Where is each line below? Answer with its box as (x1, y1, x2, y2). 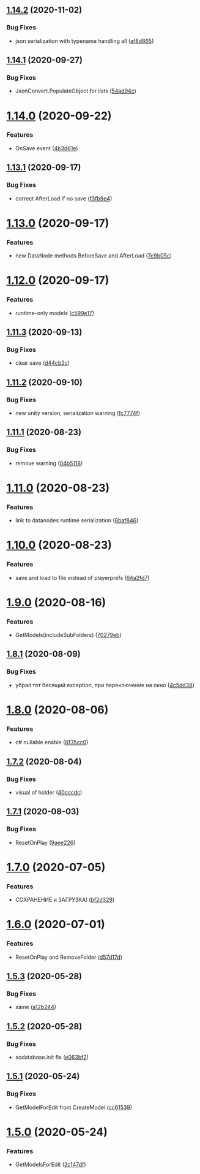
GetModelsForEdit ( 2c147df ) (15, 1161, 87, 1168)
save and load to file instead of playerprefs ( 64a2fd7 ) (15, 574, 150, 581)
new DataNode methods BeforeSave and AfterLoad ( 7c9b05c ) (15, 252, 172, 259)
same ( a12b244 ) (15, 1004, 57, 1011)
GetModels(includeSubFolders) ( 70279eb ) (15, 631, 122, 639)
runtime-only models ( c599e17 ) (15, 309, 95, 316)
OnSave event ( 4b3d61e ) (15, 144, 78, 152)
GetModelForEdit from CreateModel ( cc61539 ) (15, 1103, 133, 1111)
